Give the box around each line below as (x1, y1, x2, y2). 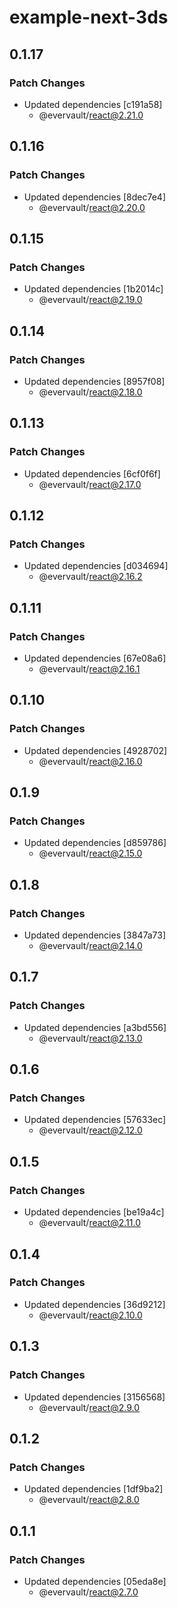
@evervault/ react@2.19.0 (38, 294, 143, 306)
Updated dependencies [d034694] (23, 560, 169, 572)
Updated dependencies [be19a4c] (23, 1206, 165, 1218)
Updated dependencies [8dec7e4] (23, 191, 166, 203)
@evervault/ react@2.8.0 (38, 1494, 140, 1506)
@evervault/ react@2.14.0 (38, 940, 143, 952)
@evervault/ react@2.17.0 (38, 478, 142, 490)
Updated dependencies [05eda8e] (23, 1575, 167, 1587)
